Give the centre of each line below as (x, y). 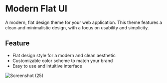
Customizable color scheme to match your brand (63, 61)
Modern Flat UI (36, 9)
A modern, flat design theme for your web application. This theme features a (84, 22)
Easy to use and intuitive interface (47, 66)
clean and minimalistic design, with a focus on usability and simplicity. (77, 27)
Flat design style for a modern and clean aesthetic (64, 55)
